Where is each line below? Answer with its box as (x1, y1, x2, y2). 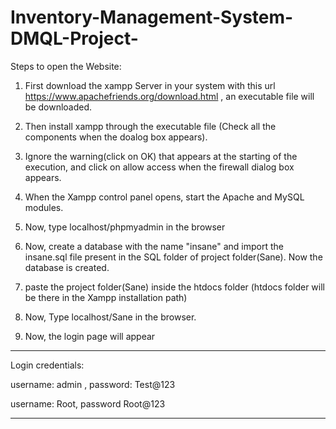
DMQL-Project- (10, 27, 139, 50)
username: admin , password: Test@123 (10, 378, 176, 390)
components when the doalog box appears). (24, 131, 208, 143)
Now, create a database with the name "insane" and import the (24, 240, 284, 252)
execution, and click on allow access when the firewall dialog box (24, 161, 295, 173)
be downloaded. (24, 101, 93, 113)
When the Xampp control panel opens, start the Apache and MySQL (24, 191, 305, 203)
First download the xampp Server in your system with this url (24, 79, 276, 91)
